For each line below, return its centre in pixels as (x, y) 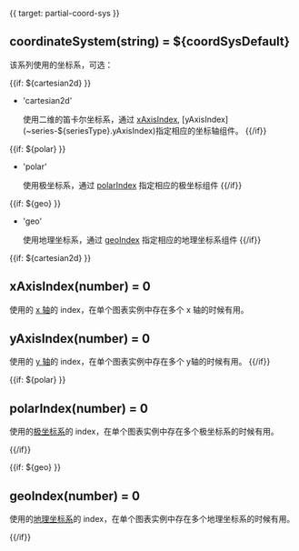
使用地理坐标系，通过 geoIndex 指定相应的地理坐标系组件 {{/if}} (142, 239)
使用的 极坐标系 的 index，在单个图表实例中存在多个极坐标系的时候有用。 (144, 432)
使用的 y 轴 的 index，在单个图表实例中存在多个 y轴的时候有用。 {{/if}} (140, 362)
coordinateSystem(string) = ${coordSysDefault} (150, 41)
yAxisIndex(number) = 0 (80, 339)
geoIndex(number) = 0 (75, 496)
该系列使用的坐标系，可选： (61, 65)
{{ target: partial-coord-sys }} (65, 13)
